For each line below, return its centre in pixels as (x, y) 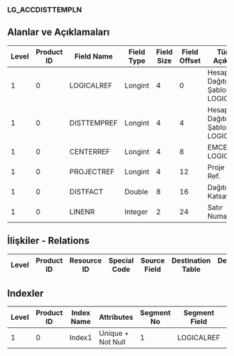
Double (136, 192)
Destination (191, 261)
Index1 (81, 338)
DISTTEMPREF (94, 123)
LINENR (82, 212)
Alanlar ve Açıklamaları (58, 32)
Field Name (94, 56)
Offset (190, 61)
